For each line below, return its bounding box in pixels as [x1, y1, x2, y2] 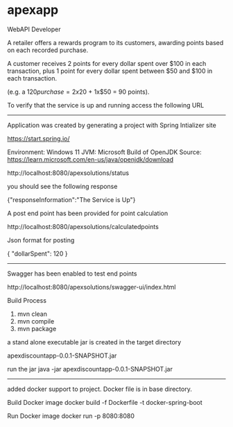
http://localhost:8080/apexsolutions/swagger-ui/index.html [7, 283, 176, 291]
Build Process [7, 296, 47, 304]
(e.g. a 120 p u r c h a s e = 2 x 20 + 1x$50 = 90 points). [7, 87, 150, 96]
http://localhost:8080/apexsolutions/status [7, 169, 130, 177]
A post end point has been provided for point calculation [7, 209, 169, 217]
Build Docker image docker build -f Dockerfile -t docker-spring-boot [7, 398, 202, 406]
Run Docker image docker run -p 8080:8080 [7, 412, 135, 420]
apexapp [7, 2, 59, 18]
